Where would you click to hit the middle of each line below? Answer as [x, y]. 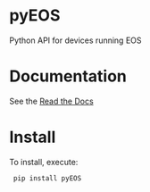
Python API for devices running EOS [75, 40]
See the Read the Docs [51, 101]
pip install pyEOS [47, 178]
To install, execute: [44, 162]
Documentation [68, 76]
